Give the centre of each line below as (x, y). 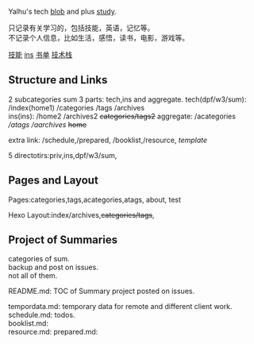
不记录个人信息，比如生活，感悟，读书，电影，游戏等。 (98, 38)
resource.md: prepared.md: (53, 332)
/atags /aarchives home (48, 124)
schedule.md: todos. (42, 315)
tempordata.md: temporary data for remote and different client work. (120, 307)
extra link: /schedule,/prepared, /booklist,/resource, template (108, 140)
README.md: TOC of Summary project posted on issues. (102, 291)
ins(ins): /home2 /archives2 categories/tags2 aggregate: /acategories (122, 116)
